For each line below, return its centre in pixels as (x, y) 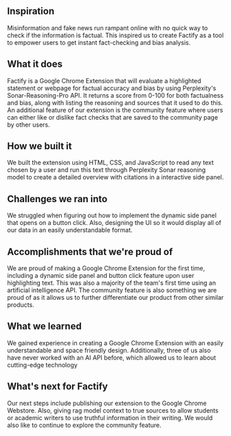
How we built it (40, 146)
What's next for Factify (57, 387)
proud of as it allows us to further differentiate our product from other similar (115, 298)
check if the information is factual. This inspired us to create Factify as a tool (115, 35)
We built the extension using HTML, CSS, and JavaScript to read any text (111, 163)
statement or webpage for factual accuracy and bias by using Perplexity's (112, 88)
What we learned (44, 326)
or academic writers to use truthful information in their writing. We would (110, 417)
